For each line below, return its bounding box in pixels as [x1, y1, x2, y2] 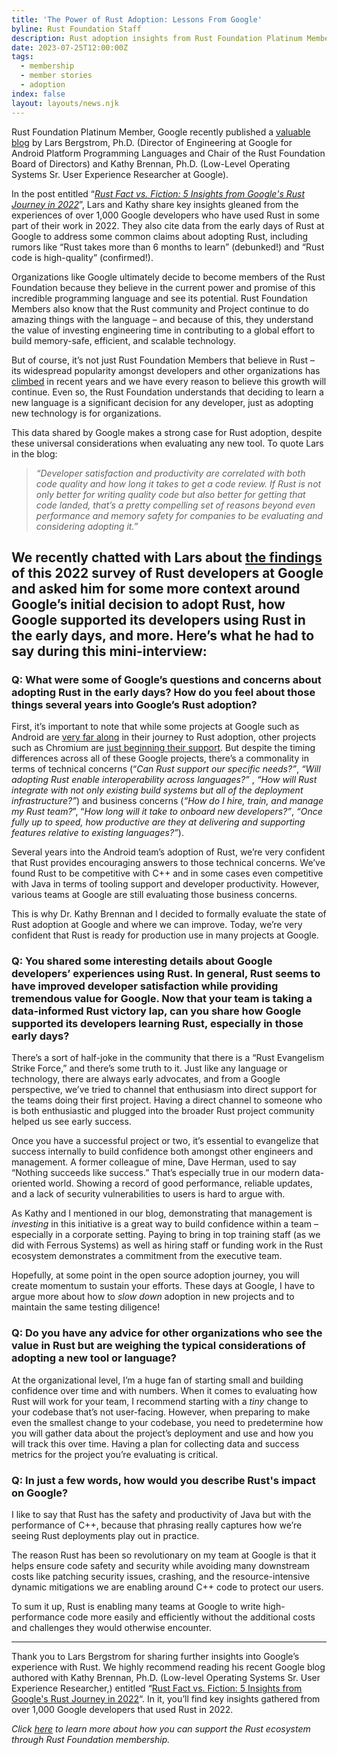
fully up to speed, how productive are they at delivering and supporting [11, 816, 306, 828]
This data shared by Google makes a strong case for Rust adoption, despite [11, 426, 323, 438]
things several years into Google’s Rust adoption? [11, 697, 258, 711]
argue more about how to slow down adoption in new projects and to [11, 1291, 295, 1303]
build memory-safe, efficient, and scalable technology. [11, 334, 236, 346]
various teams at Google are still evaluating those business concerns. [11, 889, 298, 901]
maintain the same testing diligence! [11, 1301, 161, 1313]
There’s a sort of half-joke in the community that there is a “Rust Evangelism [11, 1052, 325, 1064]
